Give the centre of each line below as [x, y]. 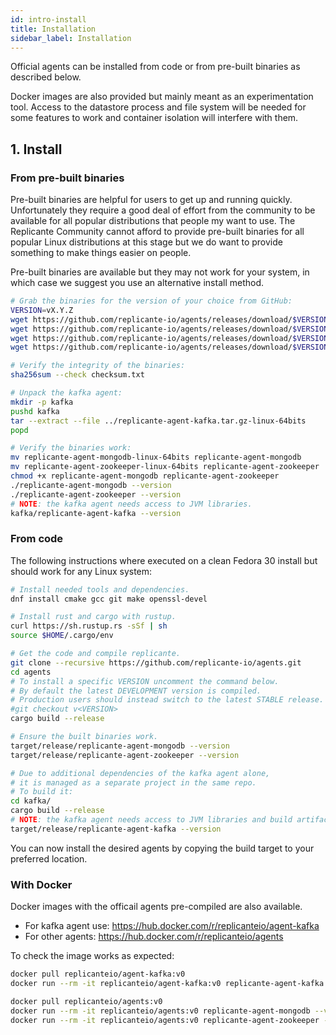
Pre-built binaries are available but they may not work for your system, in [160, 272]
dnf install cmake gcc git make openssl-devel [109, 599]
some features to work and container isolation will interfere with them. [154, 118]
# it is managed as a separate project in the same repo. [133, 782]
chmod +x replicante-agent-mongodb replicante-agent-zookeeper [145, 476]
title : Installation [53, 29]
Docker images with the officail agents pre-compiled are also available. [156, 907]
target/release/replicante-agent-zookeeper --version [125, 755]
